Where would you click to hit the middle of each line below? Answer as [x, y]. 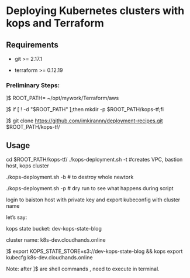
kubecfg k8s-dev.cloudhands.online [49, 258]
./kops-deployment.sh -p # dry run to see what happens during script [90, 188]
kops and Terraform [55, 23]
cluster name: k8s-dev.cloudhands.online [56, 240]
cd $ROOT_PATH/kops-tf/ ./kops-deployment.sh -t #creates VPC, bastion [94, 160]
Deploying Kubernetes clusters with [95, 11]
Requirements [32, 45]
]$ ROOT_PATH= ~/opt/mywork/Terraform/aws [63, 98]
